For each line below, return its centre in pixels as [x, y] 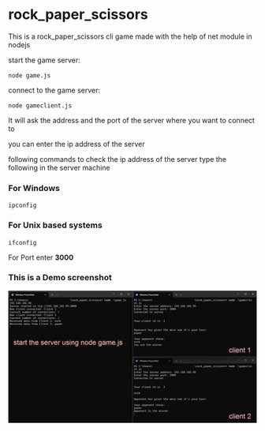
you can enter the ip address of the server [77, 144]
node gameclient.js [40, 105]
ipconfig [22, 206]
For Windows [34, 188]
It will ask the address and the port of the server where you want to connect [131, 120]
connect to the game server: [54, 90]
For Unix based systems [55, 225]
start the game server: [44, 60]
